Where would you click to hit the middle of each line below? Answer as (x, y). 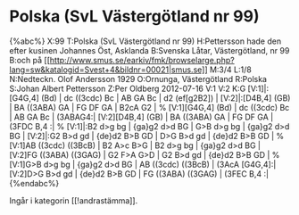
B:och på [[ (30, 60)
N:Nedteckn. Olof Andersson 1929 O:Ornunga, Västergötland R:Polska (138, 79)
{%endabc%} (34, 183)
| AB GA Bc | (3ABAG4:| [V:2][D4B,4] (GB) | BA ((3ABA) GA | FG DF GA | (141, 117)
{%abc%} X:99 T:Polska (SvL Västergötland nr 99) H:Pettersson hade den (145, 41)
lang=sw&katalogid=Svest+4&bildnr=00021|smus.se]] (108, 70)
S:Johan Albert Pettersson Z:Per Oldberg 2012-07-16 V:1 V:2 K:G (128, 88)
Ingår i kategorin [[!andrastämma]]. (74, 200)
